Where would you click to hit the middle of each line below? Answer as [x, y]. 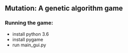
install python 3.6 [31, 34]
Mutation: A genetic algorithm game [64, 8]
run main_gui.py [29, 45]
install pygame [28, 39]
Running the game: [29, 23]
